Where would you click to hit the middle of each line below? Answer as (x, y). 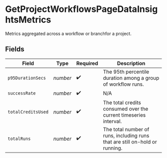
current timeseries (124, 115)
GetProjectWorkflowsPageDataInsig (82, 9)
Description (131, 63)
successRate (22, 93)
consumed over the (125, 109)
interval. (112, 121)
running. (113, 148)
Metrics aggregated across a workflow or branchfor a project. (68, 33)
